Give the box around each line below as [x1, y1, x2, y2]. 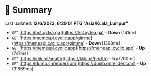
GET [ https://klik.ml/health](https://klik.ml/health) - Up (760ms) [11, 55, 136, 61]
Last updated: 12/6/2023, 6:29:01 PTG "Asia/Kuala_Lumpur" [4, 20, 129, 26]
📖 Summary [4, 4, 52, 15]
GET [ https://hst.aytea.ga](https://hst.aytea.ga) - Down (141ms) [11, 30, 137, 35]
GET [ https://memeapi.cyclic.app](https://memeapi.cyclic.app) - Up [11, 45, 145, 51]
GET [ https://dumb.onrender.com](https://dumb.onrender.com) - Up [11, 61, 146, 66]
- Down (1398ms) [85, 40, 121, 46]
